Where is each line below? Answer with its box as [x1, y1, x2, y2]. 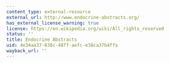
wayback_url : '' [6, 48, 47, 54]
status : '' [6, 31, 34, 37]
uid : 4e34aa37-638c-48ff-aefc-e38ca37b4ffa [6, 43, 118, 49]
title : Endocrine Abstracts [6, 37, 78, 43]
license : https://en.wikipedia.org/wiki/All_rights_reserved [6, 25, 165, 32]
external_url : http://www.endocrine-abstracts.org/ [6, 14, 140, 20]
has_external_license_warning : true [6, 20, 99, 26]
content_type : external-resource [6, 8, 91, 15]
